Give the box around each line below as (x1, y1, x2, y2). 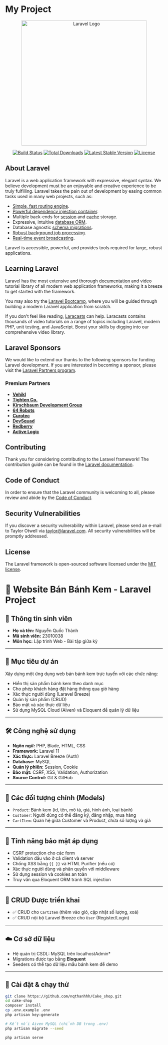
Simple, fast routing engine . (12, 203, 69, 209)
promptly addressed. (5, 533, 48, 539)
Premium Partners (5, 380, 50, 387)
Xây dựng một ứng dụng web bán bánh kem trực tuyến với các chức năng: (5, 671, 158, 677)
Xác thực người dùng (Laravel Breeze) (12, 691, 91, 697)
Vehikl (12, 391, 26, 397)
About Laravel (5, 164, 50, 173)
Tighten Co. (12, 396, 38, 402)
